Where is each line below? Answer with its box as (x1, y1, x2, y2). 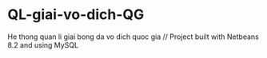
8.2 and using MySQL (7, 40, 79, 49)
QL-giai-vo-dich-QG (7, 6, 145, 24)
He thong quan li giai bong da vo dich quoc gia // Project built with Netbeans (7, 32, 259, 41)
